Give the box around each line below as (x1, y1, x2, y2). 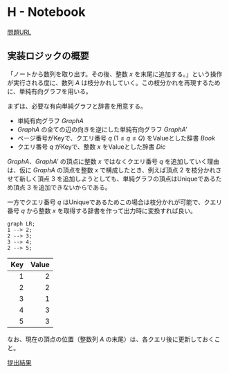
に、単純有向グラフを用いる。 (7, 87, 92, 95)
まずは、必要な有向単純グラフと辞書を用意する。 (7, 102, 147, 110)
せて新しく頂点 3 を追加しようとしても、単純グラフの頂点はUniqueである (7, 174, 216, 183)
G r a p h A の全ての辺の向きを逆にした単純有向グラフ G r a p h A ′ (17, 125, 188, 134)
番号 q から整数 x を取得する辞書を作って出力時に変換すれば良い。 (7, 206, 197, 215)
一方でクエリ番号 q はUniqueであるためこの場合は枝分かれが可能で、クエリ (7, 198, 223, 206)
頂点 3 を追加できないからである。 (12, 183, 111, 191)
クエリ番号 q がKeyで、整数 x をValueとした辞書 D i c (17, 143, 166, 151)
